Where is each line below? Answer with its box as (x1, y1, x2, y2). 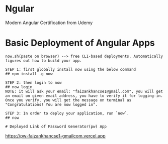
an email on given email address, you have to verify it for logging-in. (5, 93, 163, 98)
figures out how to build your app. (5, 58, 82, 63)
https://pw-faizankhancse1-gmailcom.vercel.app (5, 132, 106, 138)
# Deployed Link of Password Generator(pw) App (5, 124, 107, 129)
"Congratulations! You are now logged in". (5, 102, 98, 107)
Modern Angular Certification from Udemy (5, 20, 93, 26)
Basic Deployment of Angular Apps (5, 37, 155, 49)
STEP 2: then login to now (5, 80, 62, 85)
